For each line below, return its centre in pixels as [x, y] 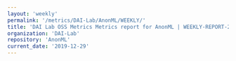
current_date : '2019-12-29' [48, 46]
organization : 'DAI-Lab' [44, 33]
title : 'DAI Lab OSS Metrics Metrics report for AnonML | [94, 27]
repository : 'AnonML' [39, 40]
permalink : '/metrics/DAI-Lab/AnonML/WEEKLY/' [77, 20]
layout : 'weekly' [33, 14]
